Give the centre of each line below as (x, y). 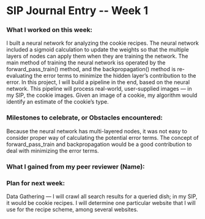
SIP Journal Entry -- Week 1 (77, 11)
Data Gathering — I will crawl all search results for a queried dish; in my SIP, (102, 196)
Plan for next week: (36, 183)
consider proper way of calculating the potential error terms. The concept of (102, 137)
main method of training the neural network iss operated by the (86, 63)
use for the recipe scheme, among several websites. (73, 209)
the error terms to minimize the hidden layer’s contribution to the (115, 76)
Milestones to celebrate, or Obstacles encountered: (85, 118)
